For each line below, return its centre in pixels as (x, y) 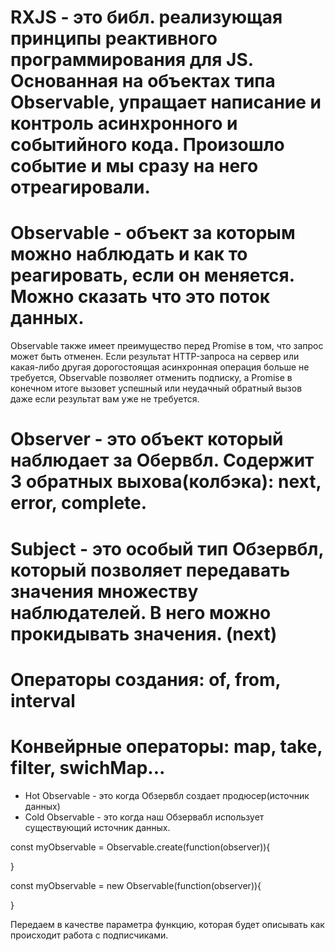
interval (43, 700)
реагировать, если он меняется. (152, 275)
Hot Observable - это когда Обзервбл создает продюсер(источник (167, 795)
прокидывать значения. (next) (144, 633)
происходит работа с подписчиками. (89, 935)
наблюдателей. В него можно (141, 612)
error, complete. (79, 503)
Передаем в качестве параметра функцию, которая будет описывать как (167, 924)
